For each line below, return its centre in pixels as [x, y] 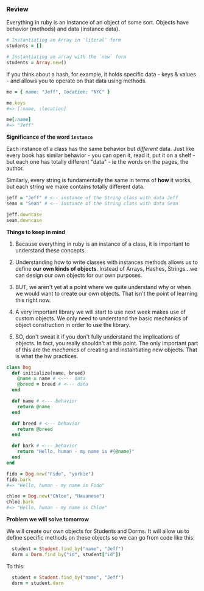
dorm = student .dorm [38, 583]
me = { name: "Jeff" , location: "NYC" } [58, 92]
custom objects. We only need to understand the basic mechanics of [101, 318]
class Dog [19, 367]
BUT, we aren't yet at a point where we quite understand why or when [103, 287]
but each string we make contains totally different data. [76, 187]
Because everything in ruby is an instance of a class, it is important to [102, 244]
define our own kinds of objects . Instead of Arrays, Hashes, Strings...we [106, 268]
